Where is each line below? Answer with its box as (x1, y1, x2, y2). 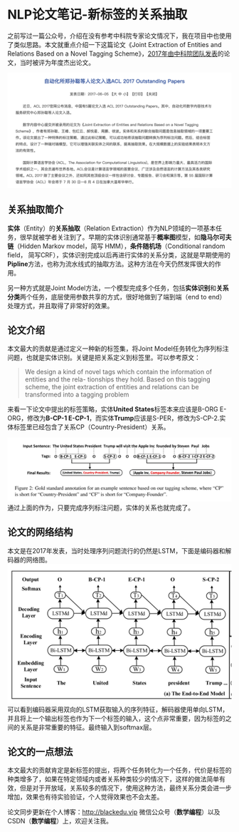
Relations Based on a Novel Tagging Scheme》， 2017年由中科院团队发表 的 (7, 49, 224, 58)
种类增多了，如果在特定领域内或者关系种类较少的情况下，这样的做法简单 (7, 775, 219, 784)
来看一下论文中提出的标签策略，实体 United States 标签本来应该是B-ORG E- (7, 405, 227, 414)
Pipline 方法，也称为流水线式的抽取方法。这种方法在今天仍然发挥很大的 (7, 260, 216, 268)
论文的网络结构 (7, 526, 73, 538)
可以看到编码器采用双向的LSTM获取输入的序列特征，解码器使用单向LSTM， (7, 705, 229, 714)
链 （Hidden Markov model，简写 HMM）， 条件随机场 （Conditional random (7, 242, 225, 250)
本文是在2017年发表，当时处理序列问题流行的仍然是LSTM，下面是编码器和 (7, 546, 225, 555)
